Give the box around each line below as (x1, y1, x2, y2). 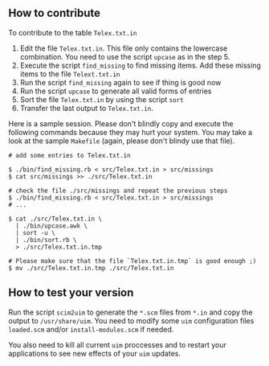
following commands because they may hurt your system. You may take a (8, 127, 253, 137)
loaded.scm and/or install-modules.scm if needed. (8, 324, 174, 334)
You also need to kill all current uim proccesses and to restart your (8, 339, 226, 349)
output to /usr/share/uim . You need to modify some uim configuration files (8, 315, 255, 325)
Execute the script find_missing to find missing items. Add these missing (19, 60, 261, 70)
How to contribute (8, 6, 101, 20)
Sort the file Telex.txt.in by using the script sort (19, 94, 184, 104)
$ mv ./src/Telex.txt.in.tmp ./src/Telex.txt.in (8, 264, 174, 272)
